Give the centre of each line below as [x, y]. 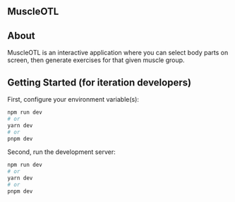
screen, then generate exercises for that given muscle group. [96, 60]
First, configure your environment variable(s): [73, 100]
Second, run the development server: [61, 152]
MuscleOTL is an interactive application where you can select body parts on [118, 53]
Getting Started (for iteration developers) [100, 82]
